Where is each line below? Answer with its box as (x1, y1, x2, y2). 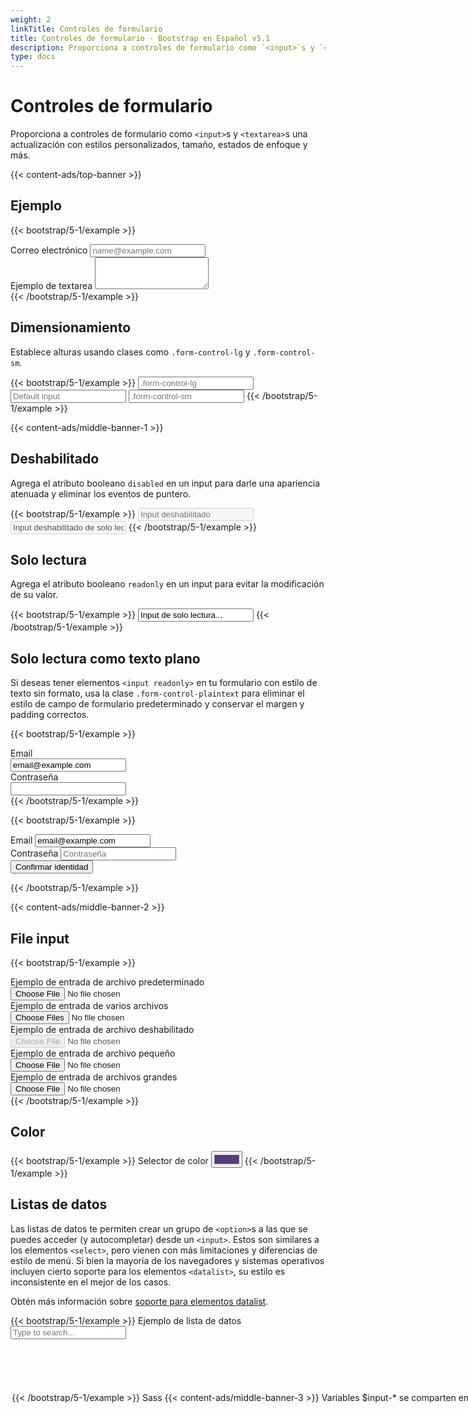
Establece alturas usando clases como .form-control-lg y (10, 346, 251, 358)
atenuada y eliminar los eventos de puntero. (10, 487, 192, 500)
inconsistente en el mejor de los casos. (10, 1276, 172, 1288)
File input (10, 930, 70, 947)
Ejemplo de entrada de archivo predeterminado (10, 976, 205, 988)
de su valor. (10, 589, 59, 601)
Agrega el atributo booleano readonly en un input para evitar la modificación (10, 578, 325, 590)
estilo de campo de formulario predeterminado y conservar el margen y (10, 698, 305, 710)
